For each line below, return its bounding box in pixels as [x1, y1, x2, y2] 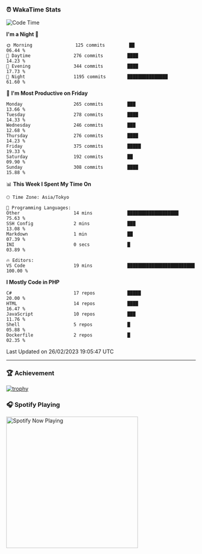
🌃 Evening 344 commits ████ [6, 63, 138, 70]
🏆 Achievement [6, 369, 55, 377]
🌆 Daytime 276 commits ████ [6, 53, 138, 59]
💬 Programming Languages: [6, 205, 71, 211]
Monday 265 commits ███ [6, 102, 136, 108]
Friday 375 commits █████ [6, 144, 141, 150]
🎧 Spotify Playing [6, 400, 60, 409]
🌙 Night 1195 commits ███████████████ [6, 74, 168, 80]
